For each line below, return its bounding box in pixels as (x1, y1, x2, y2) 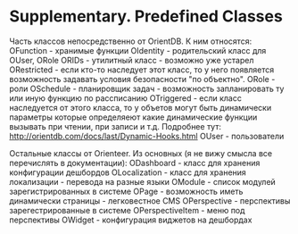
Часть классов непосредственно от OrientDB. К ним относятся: (9, 36, 252, 46)
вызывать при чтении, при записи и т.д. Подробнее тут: (9, 121, 221, 131)
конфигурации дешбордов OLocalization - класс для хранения (9, 167, 247, 178)
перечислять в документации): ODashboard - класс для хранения (9, 157, 261, 168)
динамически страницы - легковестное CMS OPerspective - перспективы (9, 195, 291, 206)
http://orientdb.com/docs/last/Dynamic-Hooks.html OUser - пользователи (9, 130, 285, 141)
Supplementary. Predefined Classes (9, 6, 283, 27)
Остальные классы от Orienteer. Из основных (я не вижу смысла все (9, 147, 273, 158)
